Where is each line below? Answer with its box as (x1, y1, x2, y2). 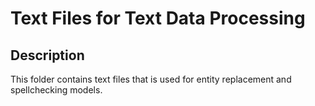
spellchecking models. (10, 84, 103, 96)
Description (10, 47, 85, 64)
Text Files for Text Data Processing (10, 7, 306, 30)
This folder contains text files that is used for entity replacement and (10, 73, 292, 85)
